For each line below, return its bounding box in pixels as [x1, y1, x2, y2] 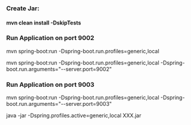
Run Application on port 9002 [6, 34, 95, 42]
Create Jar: [6, 4, 40, 13]
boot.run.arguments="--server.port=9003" [6, 100, 112, 108]
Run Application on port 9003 [6, 80, 95, 89]
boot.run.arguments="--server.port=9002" [6, 65, 112, 72]
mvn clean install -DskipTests [6, 19, 81, 26]
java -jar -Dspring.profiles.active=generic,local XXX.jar [6, 112, 142, 119]
